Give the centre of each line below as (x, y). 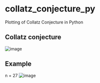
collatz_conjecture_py (50, 9)
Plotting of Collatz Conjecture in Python (44, 22)
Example (18, 64)
